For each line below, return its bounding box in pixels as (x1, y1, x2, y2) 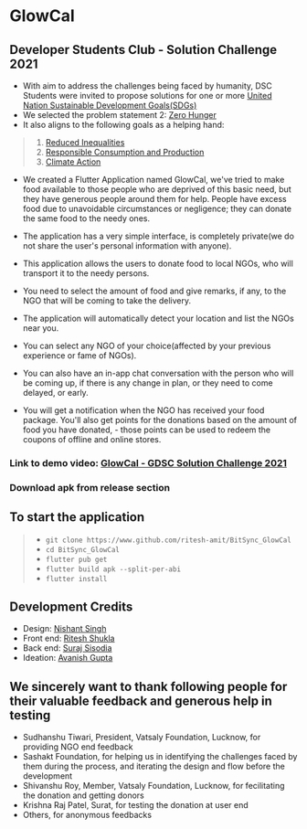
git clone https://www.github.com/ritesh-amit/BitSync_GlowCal (45, 536, 292, 545)
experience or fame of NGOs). (22, 350, 137, 361)
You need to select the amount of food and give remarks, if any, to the (22, 285, 287, 296)
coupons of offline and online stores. (22, 434, 162, 444)
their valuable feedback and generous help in (9, 693, 272, 708)
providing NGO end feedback (22, 741, 134, 752)
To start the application (9, 509, 145, 526)
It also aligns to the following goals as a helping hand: (22, 120, 225, 130)
